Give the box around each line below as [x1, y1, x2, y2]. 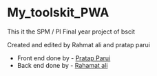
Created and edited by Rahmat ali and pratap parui [7, 40, 150, 49]
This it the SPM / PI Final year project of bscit [7, 27, 136, 36]
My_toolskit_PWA [7, 5, 109, 21]
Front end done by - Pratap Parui [17, 53, 111, 62]
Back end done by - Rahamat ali [17, 61, 108, 69]
